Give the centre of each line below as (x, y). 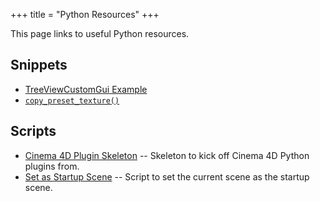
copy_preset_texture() (72, 100)
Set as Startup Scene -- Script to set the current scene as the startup (167, 176)
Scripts (33, 131)
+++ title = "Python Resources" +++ (85, 14)
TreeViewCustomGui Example (86, 89)
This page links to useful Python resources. (100, 33)
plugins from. (52, 166)
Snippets (39, 65)
